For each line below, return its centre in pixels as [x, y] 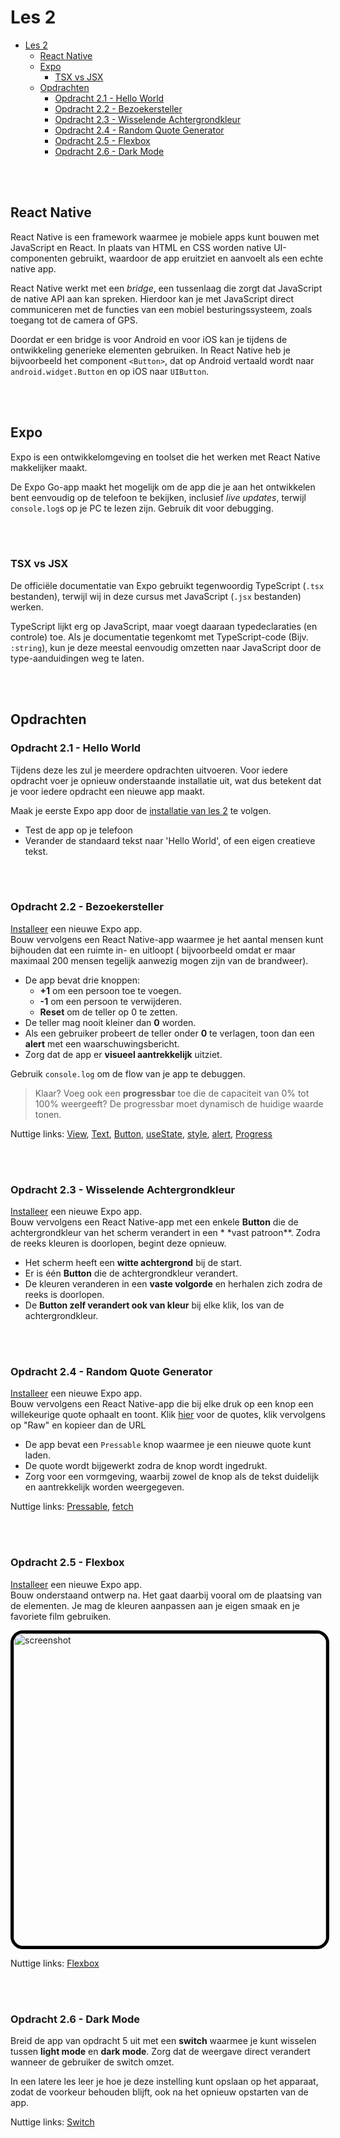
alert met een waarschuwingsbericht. [102, 1043]
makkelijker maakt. [49, 467]
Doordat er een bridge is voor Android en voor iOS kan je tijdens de [149, 339]
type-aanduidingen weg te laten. [77, 658]
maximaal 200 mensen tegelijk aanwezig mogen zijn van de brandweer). [159, 960]
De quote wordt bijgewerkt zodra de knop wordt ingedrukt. [146, 1466]
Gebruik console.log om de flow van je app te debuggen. [128, 1073]
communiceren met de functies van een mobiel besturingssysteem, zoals [161, 309]
